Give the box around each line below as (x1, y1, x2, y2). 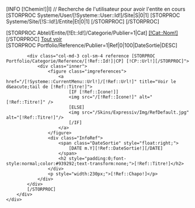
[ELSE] (68, 104, 85, 110)
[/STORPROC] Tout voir (6, 36, 62, 42)
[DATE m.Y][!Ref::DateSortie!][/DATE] (68, 145, 163, 151)
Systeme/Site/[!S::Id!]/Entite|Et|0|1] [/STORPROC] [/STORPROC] (6, 18, 159, 25)
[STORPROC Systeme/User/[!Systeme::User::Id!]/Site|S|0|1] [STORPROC (6, 12, 180, 19)
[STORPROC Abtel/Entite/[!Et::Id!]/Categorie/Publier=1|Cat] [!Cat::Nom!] (6, 29, 178, 36)
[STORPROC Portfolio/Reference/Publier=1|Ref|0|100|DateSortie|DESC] (6, 42, 178, 49)
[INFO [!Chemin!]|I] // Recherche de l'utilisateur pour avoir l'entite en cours (6, 6, 186, 12)
